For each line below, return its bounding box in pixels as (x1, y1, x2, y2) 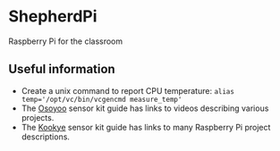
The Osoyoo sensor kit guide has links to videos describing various (21, 103, 269, 113)
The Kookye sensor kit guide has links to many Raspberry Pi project (21, 122, 271, 132)
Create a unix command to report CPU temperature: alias (21, 85, 234, 96)
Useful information (8, 62, 115, 77)
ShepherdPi (8, 6, 98, 27)
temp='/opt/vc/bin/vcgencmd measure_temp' (21, 95, 182, 104)
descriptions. (21, 131, 71, 142)
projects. (21, 112, 55, 122)
